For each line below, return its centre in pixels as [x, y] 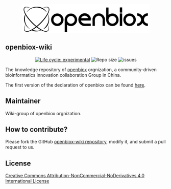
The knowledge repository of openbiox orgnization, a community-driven [81, 69]
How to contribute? [36, 130]
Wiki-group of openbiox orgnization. [43, 113]
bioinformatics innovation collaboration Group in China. [63, 75]
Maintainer [23, 101]
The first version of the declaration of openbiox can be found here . [76, 85]
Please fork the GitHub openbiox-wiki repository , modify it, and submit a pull [86, 142]
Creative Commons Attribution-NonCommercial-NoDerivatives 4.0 [75, 176]
